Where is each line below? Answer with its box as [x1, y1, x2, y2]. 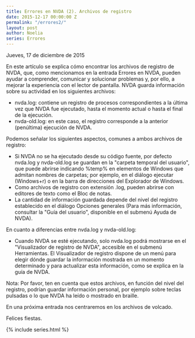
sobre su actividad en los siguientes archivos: [6, 88, 116, 95]
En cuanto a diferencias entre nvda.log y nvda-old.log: [6, 226, 137, 233]
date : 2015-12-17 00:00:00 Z [6, 14, 77, 20]
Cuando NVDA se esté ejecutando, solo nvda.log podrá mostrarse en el [14, 238, 187, 244]
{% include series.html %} [6, 326, 69, 333]
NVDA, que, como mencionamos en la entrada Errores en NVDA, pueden [6, 69, 181, 76]
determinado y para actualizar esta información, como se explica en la [14, 262, 184, 269]
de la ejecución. [14, 111, 53, 119]
